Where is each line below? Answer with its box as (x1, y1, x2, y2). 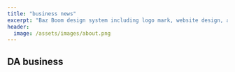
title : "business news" (7, 10, 77, 17)
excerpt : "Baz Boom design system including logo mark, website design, (7, 17, 224, 24)
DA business (7, 55, 64, 67)
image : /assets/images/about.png (13, 29, 111, 37)
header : (7, 23, 30, 30)
